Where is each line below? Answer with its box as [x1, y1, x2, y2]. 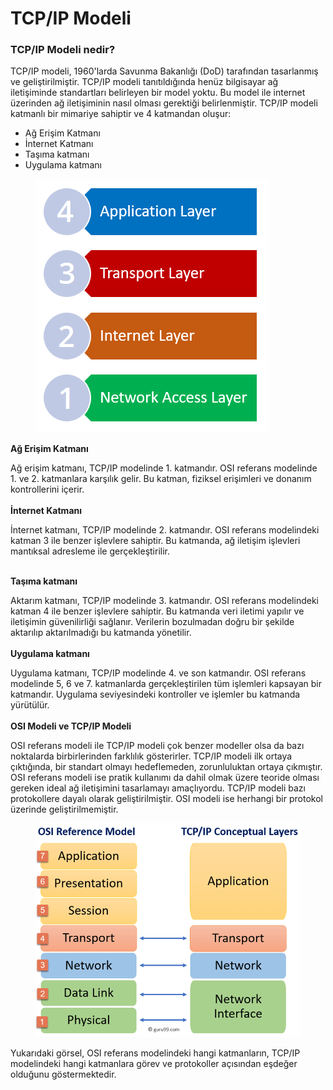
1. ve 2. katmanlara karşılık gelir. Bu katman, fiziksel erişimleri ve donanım [10, 473, 312, 485]
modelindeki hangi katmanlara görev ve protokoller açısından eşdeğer [10, 1058, 298, 1070]
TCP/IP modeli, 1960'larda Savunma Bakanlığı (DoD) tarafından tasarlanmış [10, 65, 319, 77]
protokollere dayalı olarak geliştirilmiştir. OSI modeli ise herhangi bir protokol [10, 793, 323, 805]
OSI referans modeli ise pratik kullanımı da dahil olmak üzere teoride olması [10, 772, 320, 784]
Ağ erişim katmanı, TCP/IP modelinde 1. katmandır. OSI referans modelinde [10, 462, 318, 474]
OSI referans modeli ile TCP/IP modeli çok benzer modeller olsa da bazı [10, 740, 305, 752]
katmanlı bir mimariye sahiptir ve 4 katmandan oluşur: [10, 108, 232, 120]
